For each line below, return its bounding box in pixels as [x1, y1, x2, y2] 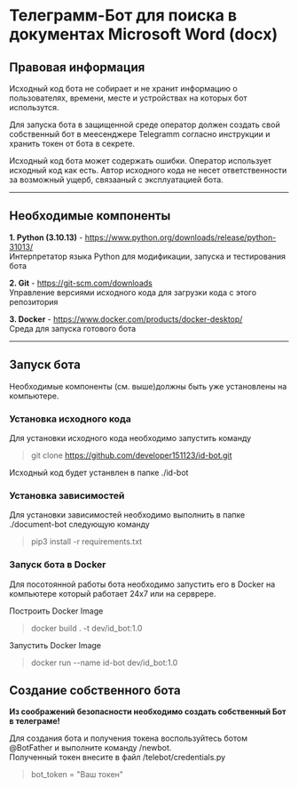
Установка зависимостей [9, 489, 125, 502]
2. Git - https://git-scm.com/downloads [9, 277, 153, 288]
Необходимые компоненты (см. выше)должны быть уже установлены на [9, 381, 287, 391]
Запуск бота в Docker [9, 558, 106, 571]
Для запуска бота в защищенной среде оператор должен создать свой [9, 119, 281, 130]
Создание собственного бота [9, 682, 181, 698]
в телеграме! [9, 716, 60, 727]
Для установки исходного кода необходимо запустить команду [9, 432, 252, 443]
